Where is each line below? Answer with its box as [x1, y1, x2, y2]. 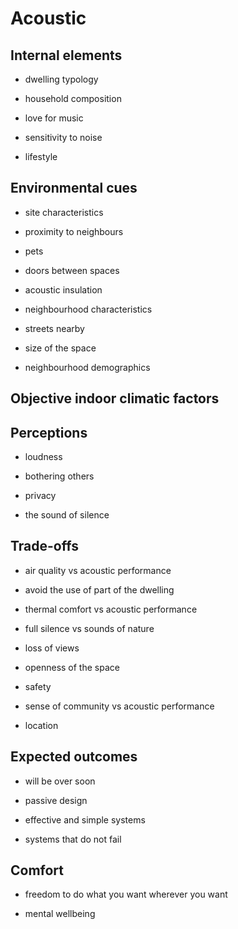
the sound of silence [24, 509, 110, 521]
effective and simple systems [24, 813, 146, 826]
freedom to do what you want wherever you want [24, 888, 228, 901]
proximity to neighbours [24, 225, 124, 237]
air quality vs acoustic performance [24, 564, 172, 576]
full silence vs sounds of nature [24, 622, 155, 634]
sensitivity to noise [24, 132, 103, 143]
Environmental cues [10, 180, 138, 197]
